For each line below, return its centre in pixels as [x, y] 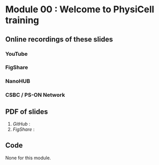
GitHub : [21, 124]
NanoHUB [18, 81]
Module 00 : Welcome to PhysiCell [80, 9]
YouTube [17, 54]
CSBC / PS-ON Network [35, 95]
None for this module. [28, 158]
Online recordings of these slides [59, 39]
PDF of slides [27, 111]
